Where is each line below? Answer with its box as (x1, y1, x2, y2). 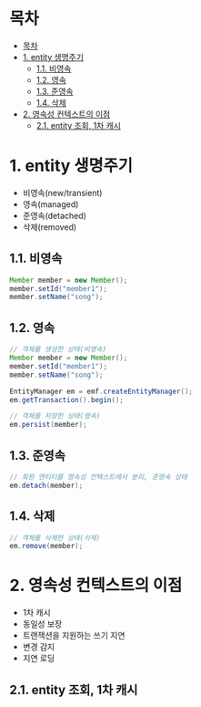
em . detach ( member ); (9, 481, 84, 490)
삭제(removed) (22, 221, 77, 233)
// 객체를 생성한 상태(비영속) (9, 345, 107, 354)
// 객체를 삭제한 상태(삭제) (9, 533, 101, 543)
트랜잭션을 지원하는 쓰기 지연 (22, 630, 126, 641)
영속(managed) (22, 198, 79, 210)
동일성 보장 (22, 619, 63, 629)
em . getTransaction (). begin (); (9, 395, 125, 404)
